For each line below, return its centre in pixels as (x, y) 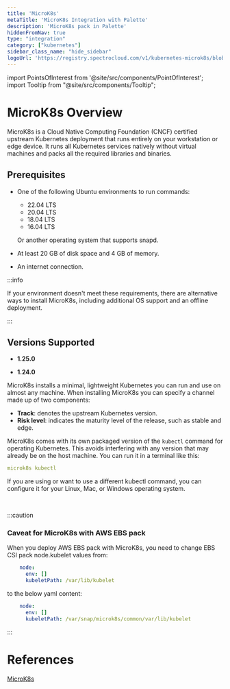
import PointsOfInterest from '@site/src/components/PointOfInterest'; (105, 77)
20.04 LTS (42, 212)
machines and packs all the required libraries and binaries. (90, 153)
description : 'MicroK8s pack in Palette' (67, 26)
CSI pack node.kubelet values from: (57, 555)
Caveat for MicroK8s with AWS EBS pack (76, 533)
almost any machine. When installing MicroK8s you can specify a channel (111, 393)
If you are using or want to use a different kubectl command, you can (104, 481)
